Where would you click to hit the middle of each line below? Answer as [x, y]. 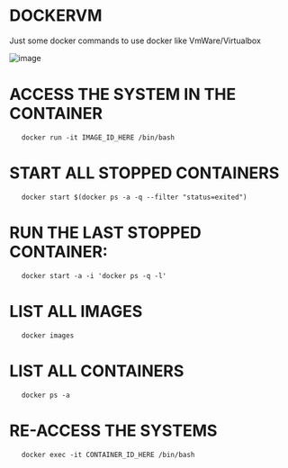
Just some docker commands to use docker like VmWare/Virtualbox [135, 40]
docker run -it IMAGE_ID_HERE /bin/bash [98, 137]
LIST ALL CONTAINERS [97, 371]
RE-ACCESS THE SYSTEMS [113, 431]
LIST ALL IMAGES [76, 311]
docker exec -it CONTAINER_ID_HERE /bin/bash [108, 454]
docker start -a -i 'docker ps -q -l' [94, 275]
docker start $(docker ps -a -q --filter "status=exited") [134, 197]
